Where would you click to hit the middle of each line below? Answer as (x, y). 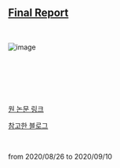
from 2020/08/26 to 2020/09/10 (60, 156)
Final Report (38, 13)
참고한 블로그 (28, 126)
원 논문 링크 (26, 108)
